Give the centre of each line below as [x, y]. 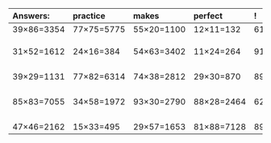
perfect [208, 16]
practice [89, 16]
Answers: [31, 16]
